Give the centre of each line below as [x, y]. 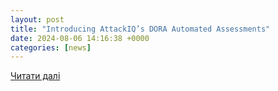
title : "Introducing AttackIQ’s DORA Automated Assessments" [140, 29]
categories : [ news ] [51, 47]
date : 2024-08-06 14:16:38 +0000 [80, 38]
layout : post [37, 19]
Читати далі [35, 76]
